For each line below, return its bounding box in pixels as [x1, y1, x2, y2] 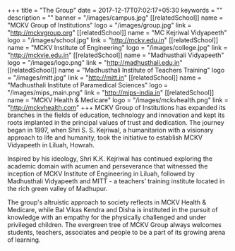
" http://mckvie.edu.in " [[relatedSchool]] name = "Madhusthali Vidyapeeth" [7, 51, 224, 59]
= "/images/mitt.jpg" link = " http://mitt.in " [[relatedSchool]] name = [7, 73, 203, 82]
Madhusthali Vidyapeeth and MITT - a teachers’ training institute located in [7, 177, 225, 185]
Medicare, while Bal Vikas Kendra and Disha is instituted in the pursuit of [7, 206, 218, 214]
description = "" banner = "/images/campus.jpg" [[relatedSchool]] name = [7, 13, 224, 22]
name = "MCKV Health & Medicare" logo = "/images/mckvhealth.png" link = [7, 96, 229, 104]
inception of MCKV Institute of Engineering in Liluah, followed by [7, 169, 195, 178]
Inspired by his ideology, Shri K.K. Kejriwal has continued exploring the [7, 154, 213, 163]
